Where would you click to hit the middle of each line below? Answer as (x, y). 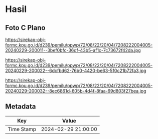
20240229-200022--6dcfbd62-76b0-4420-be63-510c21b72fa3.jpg (76, 70)
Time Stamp (22, 129)
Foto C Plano (25, 28)
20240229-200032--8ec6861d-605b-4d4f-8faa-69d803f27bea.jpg (76, 91)
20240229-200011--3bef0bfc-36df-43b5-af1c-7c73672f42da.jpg (73, 50)
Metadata (21, 107)
